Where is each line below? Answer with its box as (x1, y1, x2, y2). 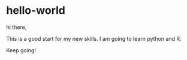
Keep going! (6, 46, 36, 54)
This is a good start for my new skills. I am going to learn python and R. (6, 35, 182, 42)
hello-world (6, 4, 66, 17)
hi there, (6, 23, 27, 31)
